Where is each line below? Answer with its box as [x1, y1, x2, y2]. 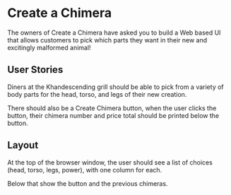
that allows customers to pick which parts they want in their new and [7, 35, 208, 44]
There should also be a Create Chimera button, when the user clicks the [7, 104, 217, 112]
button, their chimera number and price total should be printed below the [7, 111, 220, 119]
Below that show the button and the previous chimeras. [7, 179, 168, 188]
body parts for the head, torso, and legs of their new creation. [7, 90, 187, 98]
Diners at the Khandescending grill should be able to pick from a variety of [7, 83, 224, 91]
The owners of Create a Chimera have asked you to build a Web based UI [7, 28, 221, 37]
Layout [7, 139, 39, 151]
